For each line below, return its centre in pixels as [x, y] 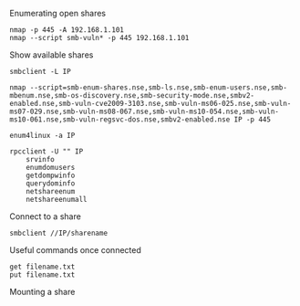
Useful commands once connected [75, 250]
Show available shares [52, 55]
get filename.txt [42, 267]
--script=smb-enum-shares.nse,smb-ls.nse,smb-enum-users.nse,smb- [158, 88]
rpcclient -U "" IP [47, 152]
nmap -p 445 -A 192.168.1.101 [67, 30]
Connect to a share [46, 216]
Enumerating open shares [58, 13]
